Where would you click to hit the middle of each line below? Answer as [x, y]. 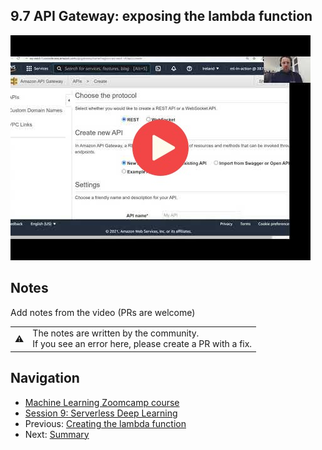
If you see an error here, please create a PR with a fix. [142, 344]
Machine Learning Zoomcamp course [102, 402]
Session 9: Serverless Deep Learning [101, 413]
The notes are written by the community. [116, 333]
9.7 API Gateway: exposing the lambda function [161, 16]
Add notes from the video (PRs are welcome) [103, 312]
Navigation [45, 378]
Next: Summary [57, 434]
